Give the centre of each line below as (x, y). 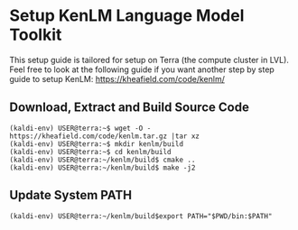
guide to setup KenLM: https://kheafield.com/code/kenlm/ (117, 78)
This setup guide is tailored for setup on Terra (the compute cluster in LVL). (149, 60)
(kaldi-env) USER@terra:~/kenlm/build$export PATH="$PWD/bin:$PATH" (141, 216)
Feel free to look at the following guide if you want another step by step (142, 69)
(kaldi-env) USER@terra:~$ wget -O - (80, 128)
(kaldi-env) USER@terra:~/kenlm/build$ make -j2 (102, 168)
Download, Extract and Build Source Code (130, 108)
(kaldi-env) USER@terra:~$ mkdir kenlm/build (96, 144)
